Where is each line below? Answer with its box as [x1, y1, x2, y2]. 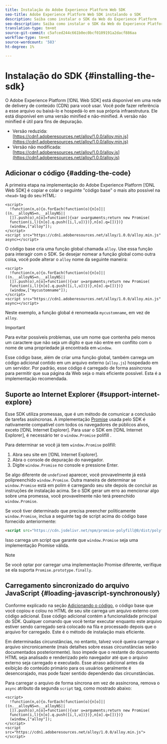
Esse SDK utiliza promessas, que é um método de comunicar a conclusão [5, 411, 156, 417]
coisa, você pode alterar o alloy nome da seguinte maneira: [5, 256, 128, 262]
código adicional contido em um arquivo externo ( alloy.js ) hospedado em [5, 360, 159, 366]
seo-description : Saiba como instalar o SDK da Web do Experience [5, 21, 146, 26]
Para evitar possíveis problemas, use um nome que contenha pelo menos [5, 334, 156, 340]
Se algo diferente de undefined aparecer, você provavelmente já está [5, 472, 146, 478]
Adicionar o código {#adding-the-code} [5, 169, 131, 177]
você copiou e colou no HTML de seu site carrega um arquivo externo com [5, 608, 159, 614]
